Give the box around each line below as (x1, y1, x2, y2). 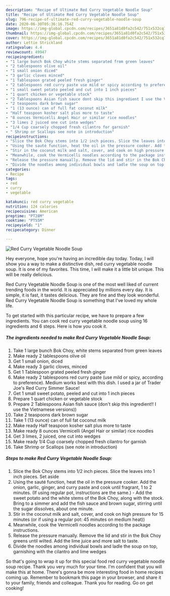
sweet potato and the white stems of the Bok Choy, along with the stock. (13, 495, 164, 501)
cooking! (6, 585, 24, 591)
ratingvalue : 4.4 (6, 45, 42, 50)
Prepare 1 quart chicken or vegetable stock (13, 395, 102, 401)
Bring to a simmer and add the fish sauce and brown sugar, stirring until (13, 500, 162, 506)
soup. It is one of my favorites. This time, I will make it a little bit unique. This (6, 266, 164, 272)
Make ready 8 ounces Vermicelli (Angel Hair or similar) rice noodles (13, 428, 154, 434)
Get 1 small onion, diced (13, 358, 63, 364)
